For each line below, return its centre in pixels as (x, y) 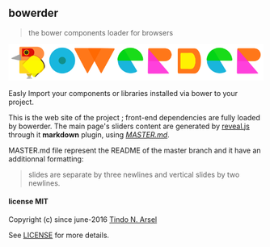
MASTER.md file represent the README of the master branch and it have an (135, 150)
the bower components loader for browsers (101, 32)
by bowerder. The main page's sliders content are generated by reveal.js (129, 126)
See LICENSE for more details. (59, 235)
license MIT (28, 202)
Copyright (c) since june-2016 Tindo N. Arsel (83, 219)
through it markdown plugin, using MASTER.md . (89, 134)
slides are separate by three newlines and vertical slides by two (134, 174)
